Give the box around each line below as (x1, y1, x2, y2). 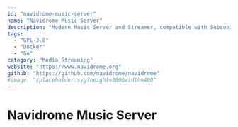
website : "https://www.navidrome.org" (7, 63, 122, 70)
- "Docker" (13, 43, 46, 50)
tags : (7, 30, 23, 38)
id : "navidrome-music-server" (7, 10, 97, 18)
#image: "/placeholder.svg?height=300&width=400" (7, 76, 157, 84)
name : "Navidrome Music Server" (7, 17, 103, 24)
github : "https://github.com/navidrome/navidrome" (7, 70, 160, 77)
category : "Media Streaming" (7, 57, 93, 64)
